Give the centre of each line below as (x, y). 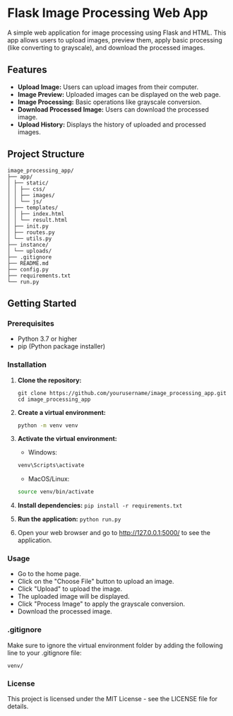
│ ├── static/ (28, 183)
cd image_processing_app (54, 399)
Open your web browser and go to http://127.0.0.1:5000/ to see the (114, 533)
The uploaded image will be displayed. (73, 597)
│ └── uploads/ (30, 251)
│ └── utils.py (30, 238)
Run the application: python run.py (69, 519)
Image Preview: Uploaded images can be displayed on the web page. (119, 94)
